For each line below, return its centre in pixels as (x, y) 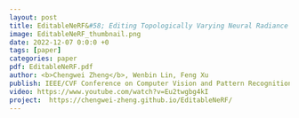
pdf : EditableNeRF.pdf (51, 67)
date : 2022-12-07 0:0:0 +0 (59, 42)
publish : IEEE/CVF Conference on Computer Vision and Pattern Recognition (151, 83)
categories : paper (43, 59)
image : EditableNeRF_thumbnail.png (75, 34)
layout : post (33, 17)
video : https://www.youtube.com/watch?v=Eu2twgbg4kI (109, 91)
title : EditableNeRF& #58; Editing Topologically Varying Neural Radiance (149, 26)
